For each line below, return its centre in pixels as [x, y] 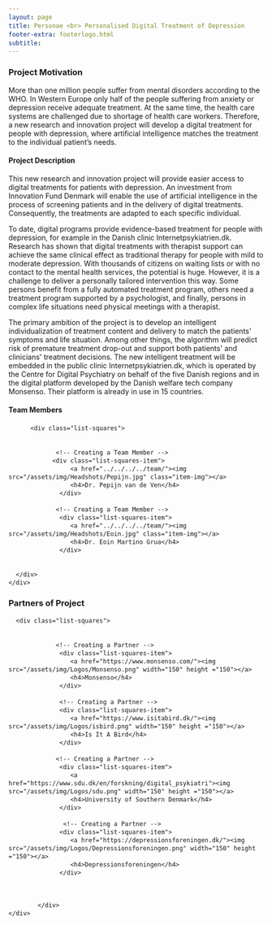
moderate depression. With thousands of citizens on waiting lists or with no [134, 263]
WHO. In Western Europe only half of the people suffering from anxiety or [131, 98]
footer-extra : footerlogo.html [61, 34]
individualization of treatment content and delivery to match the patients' [130, 331]
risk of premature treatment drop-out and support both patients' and [123, 348]
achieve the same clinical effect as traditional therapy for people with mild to [136, 254]
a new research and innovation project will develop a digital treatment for [131, 124]
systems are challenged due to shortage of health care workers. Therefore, [134, 116]
